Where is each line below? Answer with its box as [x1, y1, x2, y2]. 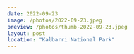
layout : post [7, 29, 46, 37]
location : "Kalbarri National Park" [7, 36, 115, 43]
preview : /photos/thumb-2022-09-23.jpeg [7, 23, 128, 30]
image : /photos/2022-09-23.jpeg [7, 17, 102, 24]
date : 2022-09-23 [7, 10, 59, 18]
